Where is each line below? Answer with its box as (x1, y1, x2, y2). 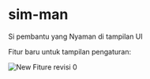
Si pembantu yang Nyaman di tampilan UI (8, 32, 144, 41)
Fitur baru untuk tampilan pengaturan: (8, 47, 132, 56)
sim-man (8, 6, 69, 24)
